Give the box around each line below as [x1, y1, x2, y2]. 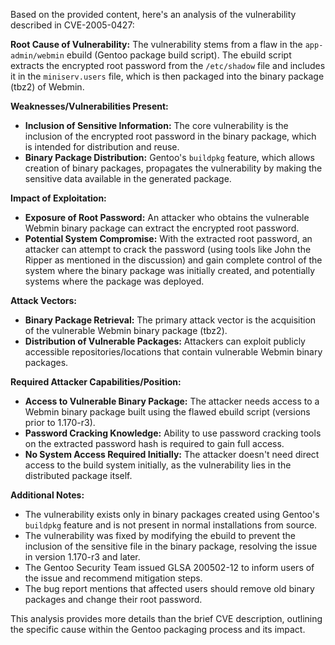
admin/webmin [10, 51, 65, 61]
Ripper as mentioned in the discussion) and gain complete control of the [24, 254, 323, 266]
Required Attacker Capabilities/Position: [10, 376, 182, 388]
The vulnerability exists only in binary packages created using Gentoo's [24, 509, 320, 520]
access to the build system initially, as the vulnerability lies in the [24, 459, 292, 471]
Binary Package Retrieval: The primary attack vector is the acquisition [24, 314, 317, 326]
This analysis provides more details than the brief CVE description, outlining [10, 613, 323, 624]
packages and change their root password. [24, 594, 203, 605]
